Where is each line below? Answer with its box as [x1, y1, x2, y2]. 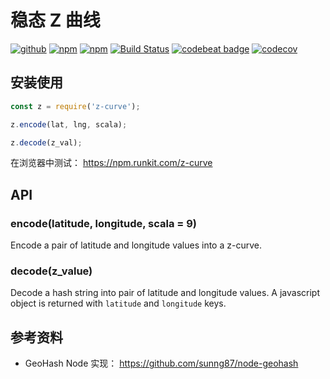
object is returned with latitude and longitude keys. [10, 297, 227, 310]
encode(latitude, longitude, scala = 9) [10, 216, 198, 230]
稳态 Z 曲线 [10, 9, 101, 32]
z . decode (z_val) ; [10, 137, 83, 148]
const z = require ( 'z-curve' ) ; [10, 101, 141, 111]
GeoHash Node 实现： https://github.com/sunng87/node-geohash [24, 357, 299, 370]
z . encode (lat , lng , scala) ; [10, 119, 128, 130]
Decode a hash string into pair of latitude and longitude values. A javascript [10, 287, 321, 299]
